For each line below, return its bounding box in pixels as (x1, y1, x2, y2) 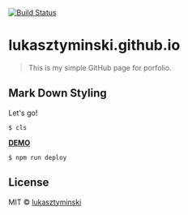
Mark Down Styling (8, 86, 107, 101)
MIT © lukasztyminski (8, 197, 82, 207)
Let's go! (8, 108, 38, 118)
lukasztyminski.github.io (8, 37, 181, 54)
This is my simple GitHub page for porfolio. (28, 62, 172, 72)
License (8, 175, 49, 190)
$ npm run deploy (8, 153, 67, 161)
